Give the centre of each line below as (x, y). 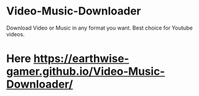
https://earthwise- (81, 59)
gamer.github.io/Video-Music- (86, 72)
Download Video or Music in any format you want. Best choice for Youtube (99, 28)
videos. (15, 34)
